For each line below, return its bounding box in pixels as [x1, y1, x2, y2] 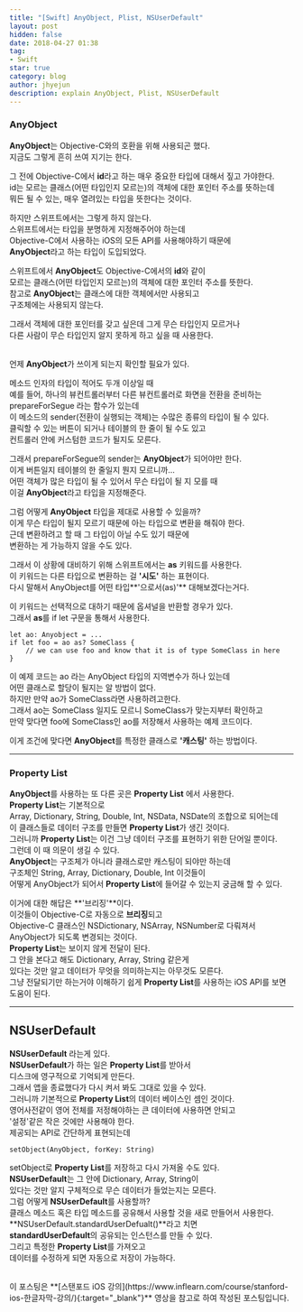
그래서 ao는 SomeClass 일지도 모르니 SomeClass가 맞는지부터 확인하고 [9, 705, 263, 716]
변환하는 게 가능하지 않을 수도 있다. [9, 540, 133, 550]
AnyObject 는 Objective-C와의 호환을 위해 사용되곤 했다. [9, 140, 210, 151]
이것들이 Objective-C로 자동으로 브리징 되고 [9, 909, 163, 920]
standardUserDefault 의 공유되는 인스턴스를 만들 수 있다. [9, 1229, 214, 1241]
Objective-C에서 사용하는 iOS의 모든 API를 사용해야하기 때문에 [9, 235, 232, 245]
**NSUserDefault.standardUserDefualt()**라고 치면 [9, 1218, 198, 1229]
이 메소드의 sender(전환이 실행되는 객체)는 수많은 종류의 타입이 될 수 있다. [9, 411, 270, 422]
